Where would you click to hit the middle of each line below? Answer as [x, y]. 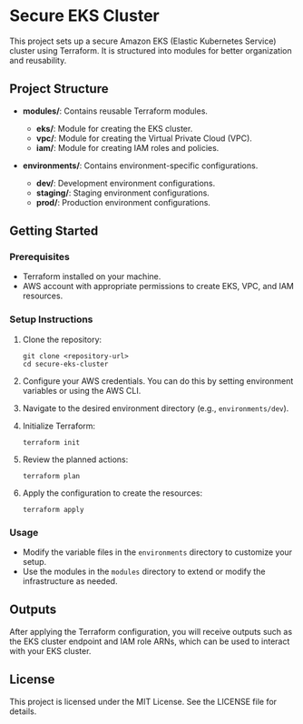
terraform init [51, 442]
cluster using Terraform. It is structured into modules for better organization [151, 50]
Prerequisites [39, 257]
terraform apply [53, 509]
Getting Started [54, 231]
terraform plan [51, 476]
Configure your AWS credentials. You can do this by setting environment [158, 381]
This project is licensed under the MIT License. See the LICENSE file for [143, 701]
